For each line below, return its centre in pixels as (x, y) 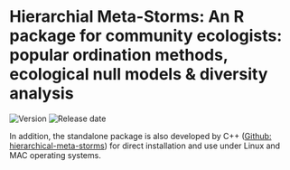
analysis (42, 94)
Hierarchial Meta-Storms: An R (127, 17)
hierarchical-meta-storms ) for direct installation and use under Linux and (145, 146)
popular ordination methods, (119, 55)
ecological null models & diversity (139, 75)
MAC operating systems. (55, 155)
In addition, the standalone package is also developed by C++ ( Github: (140, 136)
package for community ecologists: (146, 36)
